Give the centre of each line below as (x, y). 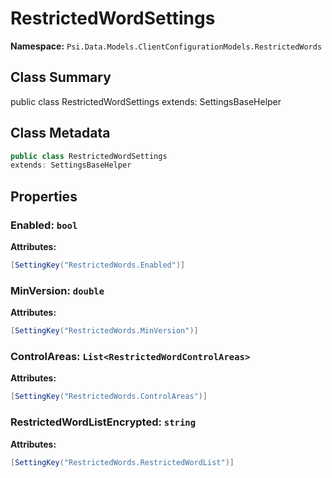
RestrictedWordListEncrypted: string (103, 422)
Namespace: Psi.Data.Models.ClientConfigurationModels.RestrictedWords (166, 46)
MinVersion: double (57, 290)
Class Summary (61, 77)
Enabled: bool (44, 225)
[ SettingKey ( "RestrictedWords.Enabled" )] (98, 265)
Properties (44, 196)
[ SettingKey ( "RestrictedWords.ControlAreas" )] (109, 397)
